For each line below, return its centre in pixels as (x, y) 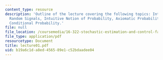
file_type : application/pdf (33, 37)
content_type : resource (29, 9)
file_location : (20, 32)
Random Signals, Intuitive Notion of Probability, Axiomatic (73, 18)
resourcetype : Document (29, 41)
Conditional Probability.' (37, 23)
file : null (16, 28)
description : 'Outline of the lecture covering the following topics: (78, 14)
